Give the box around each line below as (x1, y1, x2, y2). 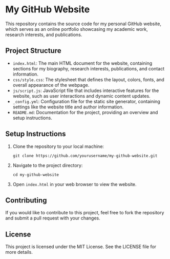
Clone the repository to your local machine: (12, 143, 104, 150)
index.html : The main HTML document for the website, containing (12, 60, 153, 66)
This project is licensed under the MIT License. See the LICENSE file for (5, 244, 157, 250)
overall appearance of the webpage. (12, 82, 90, 88)
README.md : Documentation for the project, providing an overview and (12, 109, 158, 115)
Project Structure (5, 46, 61, 55)
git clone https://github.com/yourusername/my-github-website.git (12, 153, 158, 158)
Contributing (5, 196, 47, 205)
